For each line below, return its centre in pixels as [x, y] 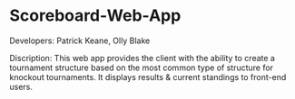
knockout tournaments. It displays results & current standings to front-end [148, 76]
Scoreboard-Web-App [95, 16]
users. [21, 86]
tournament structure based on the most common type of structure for [142, 67]
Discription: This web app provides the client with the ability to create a [142, 58]
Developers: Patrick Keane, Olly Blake [80, 40]
